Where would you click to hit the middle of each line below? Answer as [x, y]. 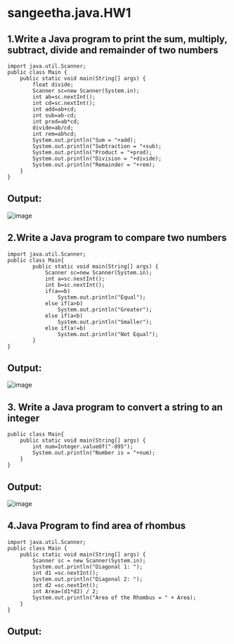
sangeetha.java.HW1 [69, 13]
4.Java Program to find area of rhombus [97, 526]
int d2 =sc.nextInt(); [66, 585]
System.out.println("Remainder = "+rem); [94, 165]
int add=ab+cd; [55, 109]
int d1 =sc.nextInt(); [66, 573]
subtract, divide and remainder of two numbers [113, 50]
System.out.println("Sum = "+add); [85, 140]
